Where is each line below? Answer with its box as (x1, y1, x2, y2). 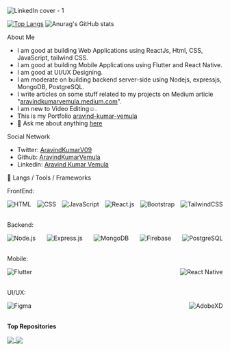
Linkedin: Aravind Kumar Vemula (16, 160, 110, 168)
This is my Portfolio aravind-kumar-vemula (16, 112, 138, 120)
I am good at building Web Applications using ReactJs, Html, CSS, (16, 47, 203, 54)
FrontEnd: (7, 187, 35, 195)
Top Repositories (7, 322, 57, 330)
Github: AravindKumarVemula (16, 153, 101, 161)
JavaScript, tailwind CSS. (16, 53, 89, 62)
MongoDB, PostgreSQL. (16, 83, 84, 90)
